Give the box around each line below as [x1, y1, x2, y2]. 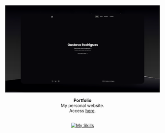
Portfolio [73, 97, 92, 103]
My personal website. [60, 102, 105, 108]
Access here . [69, 108, 96, 113]
